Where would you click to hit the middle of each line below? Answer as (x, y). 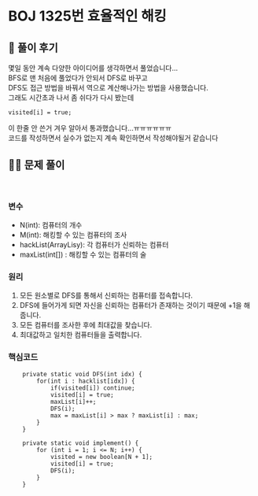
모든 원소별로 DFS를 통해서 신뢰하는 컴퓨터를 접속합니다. (106, 295)
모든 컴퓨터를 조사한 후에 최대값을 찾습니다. (86, 325)
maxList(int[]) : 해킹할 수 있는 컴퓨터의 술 (83, 255)
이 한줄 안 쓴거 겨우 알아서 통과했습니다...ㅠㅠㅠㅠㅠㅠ (90, 128)
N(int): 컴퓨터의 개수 (51, 225)
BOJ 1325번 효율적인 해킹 (87, 16)
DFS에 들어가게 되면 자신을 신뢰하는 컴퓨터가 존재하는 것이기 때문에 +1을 (131, 305)
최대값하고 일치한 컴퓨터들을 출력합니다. (81, 335)
